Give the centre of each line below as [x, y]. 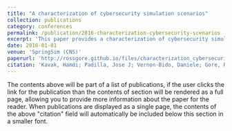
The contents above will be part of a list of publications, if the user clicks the [116, 84]
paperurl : [21, 59]
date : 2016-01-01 [32, 46]
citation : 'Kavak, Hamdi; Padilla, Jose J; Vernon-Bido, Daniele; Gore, [114, 65]
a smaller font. [28, 121]
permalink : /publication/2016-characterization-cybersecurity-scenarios [114, 33]
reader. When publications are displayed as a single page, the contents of [112, 106]
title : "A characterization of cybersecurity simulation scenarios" [108, 13]
